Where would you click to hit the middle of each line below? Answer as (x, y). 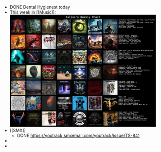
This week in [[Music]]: (33, 12)
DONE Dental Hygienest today (40, 7)
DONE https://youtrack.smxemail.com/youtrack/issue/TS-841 (78, 135)
